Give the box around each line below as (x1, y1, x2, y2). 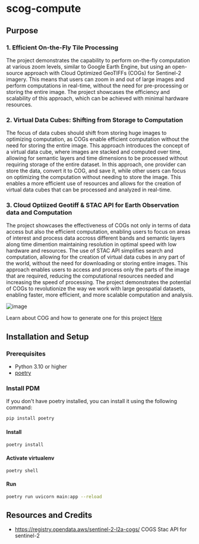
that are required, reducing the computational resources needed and (6, 272, 174, 279)
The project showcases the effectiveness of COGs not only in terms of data (6, 222, 191, 229)
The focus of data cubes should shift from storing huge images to (6, 130, 167, 137)
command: (6, 404, 33, 411)
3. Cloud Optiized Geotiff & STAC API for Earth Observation (6, 201, 179, 209)
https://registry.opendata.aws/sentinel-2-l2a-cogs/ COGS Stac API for (14, 526, 187, 533)
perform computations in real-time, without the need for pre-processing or (6, 82, 189, 89)
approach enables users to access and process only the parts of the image (6, 266, 190, 273)
